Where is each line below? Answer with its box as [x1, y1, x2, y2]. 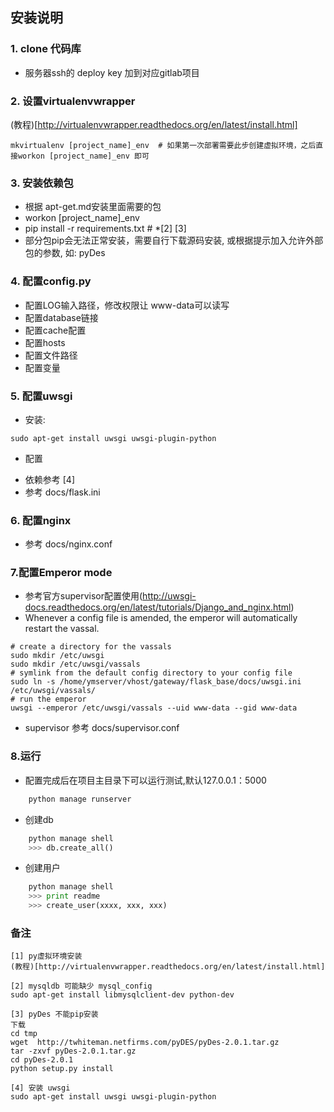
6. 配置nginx [10, 513, 72, 527]
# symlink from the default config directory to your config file [10, 668, 293, 678]
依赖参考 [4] [24, 473, 75, 485]
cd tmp [10, 1029, 38, 1039]
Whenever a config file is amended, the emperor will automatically [24, 612, 298, 624]
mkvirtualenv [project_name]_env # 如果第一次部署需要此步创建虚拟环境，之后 [10, 140, 317, 150]
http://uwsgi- [142, 590, 197, 602]
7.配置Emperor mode [10, 566, 113, 580]
